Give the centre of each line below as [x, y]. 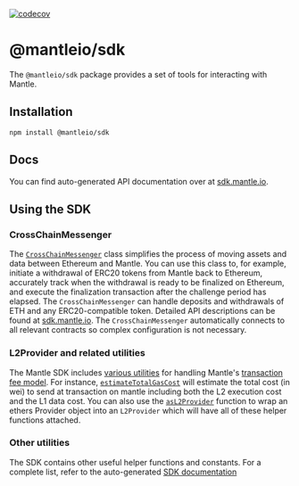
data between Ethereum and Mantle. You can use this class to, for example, [148, 264]
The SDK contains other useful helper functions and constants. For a [135, 462]
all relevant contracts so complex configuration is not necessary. [128, 330]
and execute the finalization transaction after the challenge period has [138, 292]
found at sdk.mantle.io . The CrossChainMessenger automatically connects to [147, 320]
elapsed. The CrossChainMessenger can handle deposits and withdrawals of [147, 301]
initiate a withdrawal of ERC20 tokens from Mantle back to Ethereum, [136, 273]
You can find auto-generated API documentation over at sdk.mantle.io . [139, 181]
